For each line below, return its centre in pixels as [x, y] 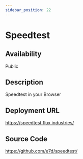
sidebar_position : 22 [28, 10]
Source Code [26, 139]
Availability [23, 54]
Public [12, 66]
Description [24, 82]
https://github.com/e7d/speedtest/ [41, 151]
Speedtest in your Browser [33, 94]
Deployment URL [33, 110]
